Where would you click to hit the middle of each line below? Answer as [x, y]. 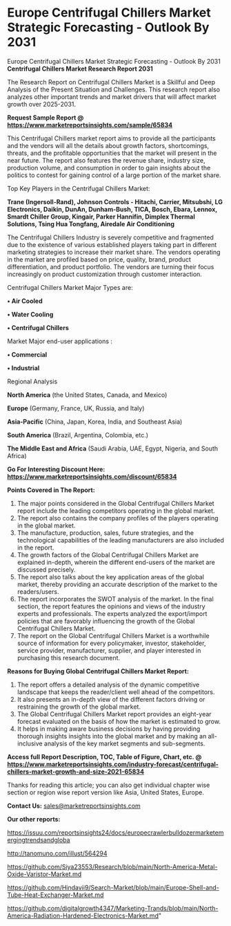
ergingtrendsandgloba [39, 839]
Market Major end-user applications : [60, 341]
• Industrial [23, 367]
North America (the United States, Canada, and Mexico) [87, 394]
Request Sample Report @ [46, 117]
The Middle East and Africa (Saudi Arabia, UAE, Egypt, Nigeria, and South [113, 448]
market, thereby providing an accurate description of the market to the [117, 584]
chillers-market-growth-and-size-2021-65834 [76, 771]
